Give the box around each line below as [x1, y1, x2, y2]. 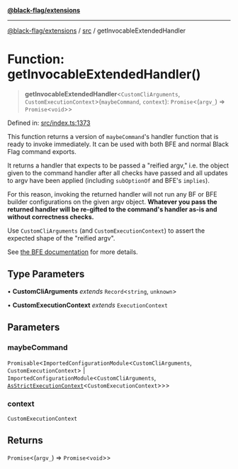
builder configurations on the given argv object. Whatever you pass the [7, 197, 217, 206]
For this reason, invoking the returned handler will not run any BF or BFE [7, 189, 217, 198]
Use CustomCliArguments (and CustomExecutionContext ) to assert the [7, 226, 205, 235]
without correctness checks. [7, 212, 94, 221]
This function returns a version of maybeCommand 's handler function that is [7, 132, 219, 140]
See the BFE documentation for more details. [7, 248, 138, 256]
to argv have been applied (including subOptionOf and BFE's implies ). [7, 176, 210, 184]
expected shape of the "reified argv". [7, 233, 115, 242]
